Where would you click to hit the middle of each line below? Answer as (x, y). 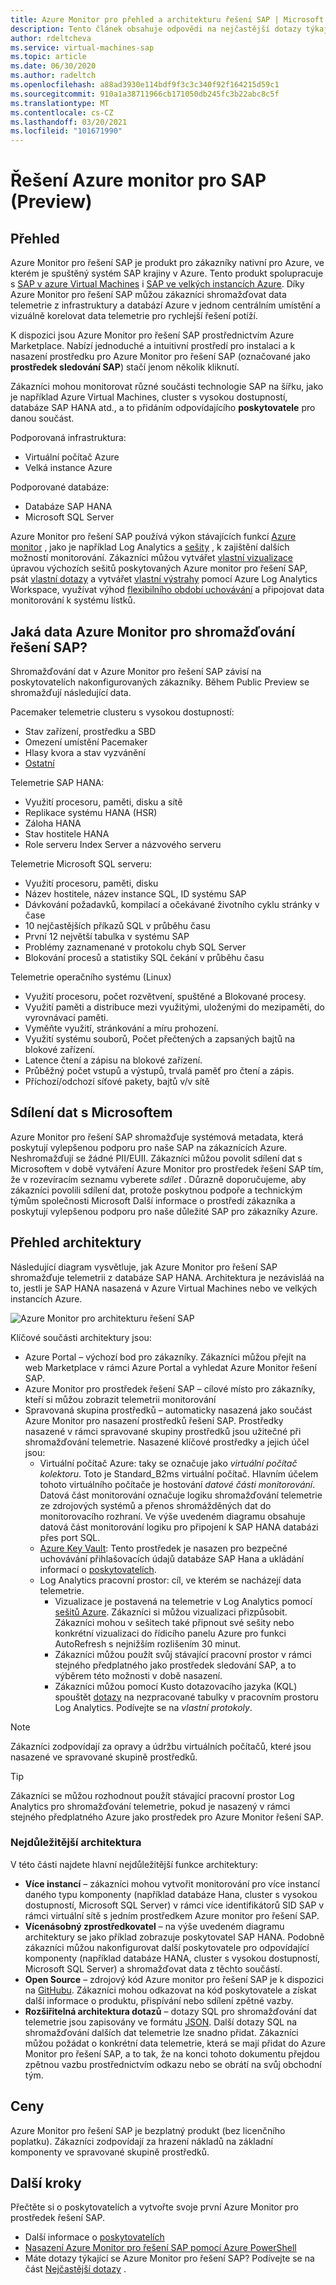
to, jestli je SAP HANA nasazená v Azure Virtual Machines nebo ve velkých (164, 1288)
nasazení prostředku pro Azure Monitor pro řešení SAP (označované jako (160, 357)
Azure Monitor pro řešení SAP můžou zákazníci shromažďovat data (148, 295)
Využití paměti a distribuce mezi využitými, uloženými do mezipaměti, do (175, 1007)
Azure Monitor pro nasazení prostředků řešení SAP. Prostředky (154, 1420)
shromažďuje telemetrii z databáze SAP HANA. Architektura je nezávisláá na (167, 1277)
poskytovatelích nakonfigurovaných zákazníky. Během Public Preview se (160, 682)
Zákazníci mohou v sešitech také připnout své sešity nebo (174, 1622)
